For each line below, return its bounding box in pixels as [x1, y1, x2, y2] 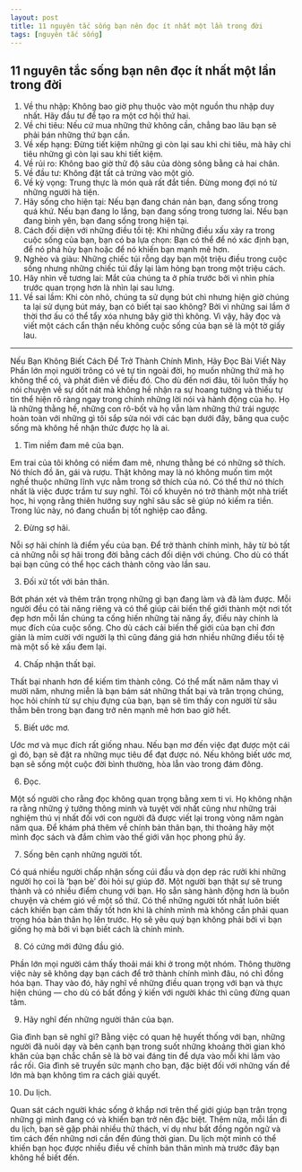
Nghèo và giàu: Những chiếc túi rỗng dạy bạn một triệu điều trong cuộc [22, 253, 288, 265]
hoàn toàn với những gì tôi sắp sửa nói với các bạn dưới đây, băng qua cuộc [10, 413, 289, 424]
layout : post [10, 13, 59, 22]
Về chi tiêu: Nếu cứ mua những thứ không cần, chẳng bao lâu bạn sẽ [22, 120, 277, 131]
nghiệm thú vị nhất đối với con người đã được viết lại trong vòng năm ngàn [10, 813, 284, 824]
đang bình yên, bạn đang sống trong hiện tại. [22, 216, 189, 226]
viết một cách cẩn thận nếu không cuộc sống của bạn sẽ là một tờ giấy [22, 321, 286, 331]
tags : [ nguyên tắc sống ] [10, 30, 103, 39]
